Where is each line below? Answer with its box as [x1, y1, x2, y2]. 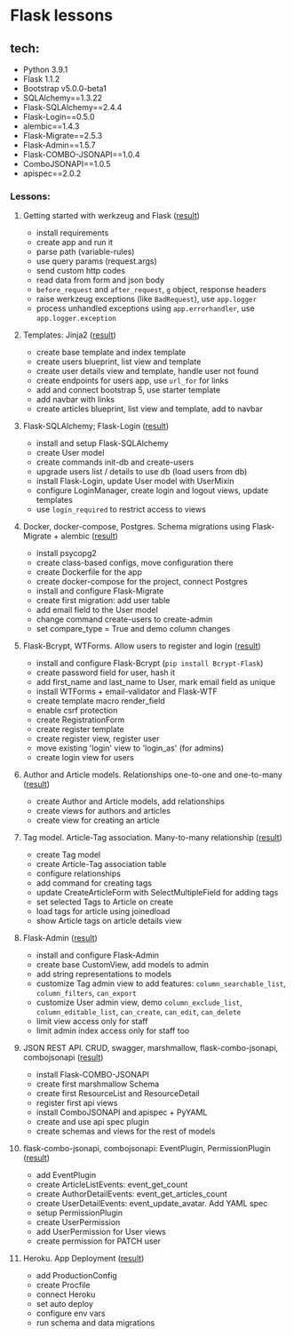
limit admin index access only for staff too [36, 1025, 190, 1036]
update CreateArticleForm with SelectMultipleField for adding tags [36, 887, 279, 898]
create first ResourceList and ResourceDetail [36, 1088, 200, 1099]
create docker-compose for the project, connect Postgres [36, 577, 248, 587]
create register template [36, 724, 125, 735]
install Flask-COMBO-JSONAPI [36, 1070, 150, 1080]
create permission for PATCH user [36, 1236, 162, 1246]
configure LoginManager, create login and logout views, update [36, 485, 269, 496]
